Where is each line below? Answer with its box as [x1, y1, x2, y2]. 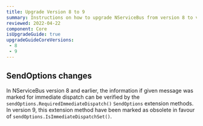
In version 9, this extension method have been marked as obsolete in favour [6, 106, 195, 113]
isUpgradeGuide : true [6, 31, 61, 38]
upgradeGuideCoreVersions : [6, 37, 74, 43]
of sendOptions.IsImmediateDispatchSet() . [6, 113, 112, 120]
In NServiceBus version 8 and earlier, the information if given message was [6, 87, 193, 94]
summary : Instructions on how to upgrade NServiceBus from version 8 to [6, 15, 193, 21]
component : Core [6, 25, 47, 32]
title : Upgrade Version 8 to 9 [6, 8, 85, 15]
